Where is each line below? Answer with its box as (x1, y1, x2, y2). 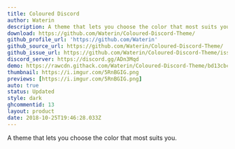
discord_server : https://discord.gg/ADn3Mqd (7, 56, 139, 63)
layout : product (7, 108, 55, 115)
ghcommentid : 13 (7, 101, 55, 108)
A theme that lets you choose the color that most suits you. (7, 134, 177, 142)
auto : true (7, 82, 39, 89)
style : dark (7, 95, 42, 102)
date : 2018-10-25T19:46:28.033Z (7, 114, 101, 121)
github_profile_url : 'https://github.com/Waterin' (7, 36, 158, 43)
